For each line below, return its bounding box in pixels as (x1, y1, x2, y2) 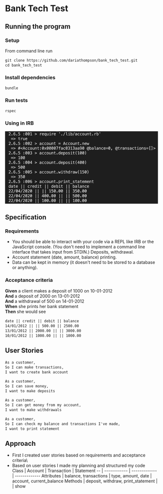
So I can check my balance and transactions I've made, (5, 421, 120, 426)
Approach (5, 439, 36, 448)
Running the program (5, 22, 71, 31)
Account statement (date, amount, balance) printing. (12, 254, 117, 260)
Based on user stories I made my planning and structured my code (12, 463, 146, 469)
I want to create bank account (5, 369, 68, 375)
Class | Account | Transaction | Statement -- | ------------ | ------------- (12, 468, 157, 474)
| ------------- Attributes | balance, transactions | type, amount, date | (12, 473, 152, 479)
